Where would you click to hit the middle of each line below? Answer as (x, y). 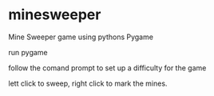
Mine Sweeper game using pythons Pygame (81, 37)
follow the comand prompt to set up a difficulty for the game (107, 68)
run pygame (28, 52)
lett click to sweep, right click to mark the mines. (88, 83)
